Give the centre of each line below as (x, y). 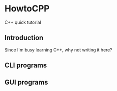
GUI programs (26, 82)
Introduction (24, 38)
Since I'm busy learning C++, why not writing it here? (58, 49)
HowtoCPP (27, 9)
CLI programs (26, 66)
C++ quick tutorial (23, 22)
